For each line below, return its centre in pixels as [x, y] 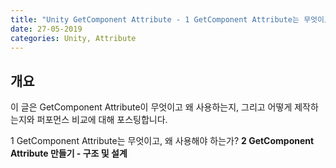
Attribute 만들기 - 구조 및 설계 [69, 153]
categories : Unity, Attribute [73, 38]
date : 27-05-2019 [46, 29]
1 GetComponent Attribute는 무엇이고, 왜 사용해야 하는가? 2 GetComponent [162, 141]
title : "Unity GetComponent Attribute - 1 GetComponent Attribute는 [155, 19]
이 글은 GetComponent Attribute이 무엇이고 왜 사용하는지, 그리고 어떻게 [151, 107]
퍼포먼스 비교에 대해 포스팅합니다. [102, 120]
